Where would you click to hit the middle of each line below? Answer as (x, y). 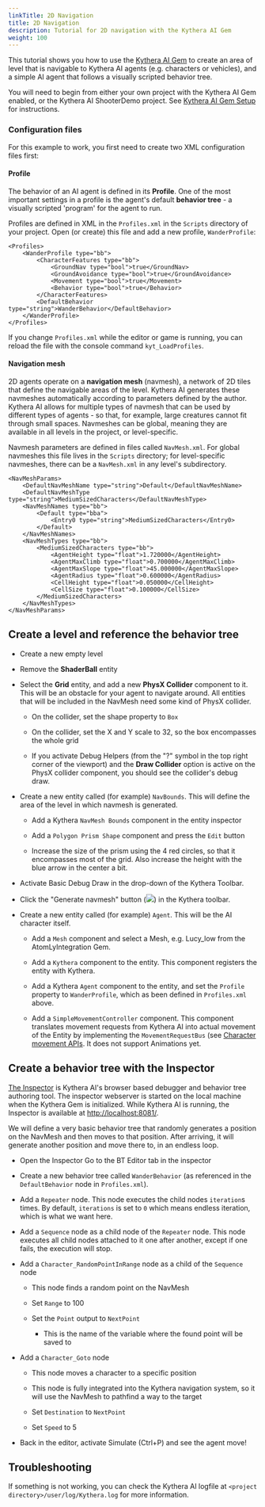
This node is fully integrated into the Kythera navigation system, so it (143, 1388)
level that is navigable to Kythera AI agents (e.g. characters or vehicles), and (132, 69)
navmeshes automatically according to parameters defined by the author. (128, 398)
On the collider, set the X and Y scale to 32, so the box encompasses (144, 732)
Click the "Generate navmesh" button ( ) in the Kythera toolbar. (125, 899)
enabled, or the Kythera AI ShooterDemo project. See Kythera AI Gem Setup (132, 101)
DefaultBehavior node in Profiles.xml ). (84, 1184)
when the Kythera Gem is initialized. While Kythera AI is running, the (119, 1104)
